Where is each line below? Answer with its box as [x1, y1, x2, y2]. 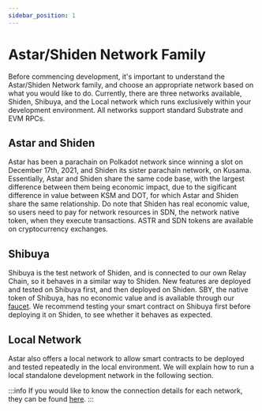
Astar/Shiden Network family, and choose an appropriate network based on [8, 80, 254, 89]
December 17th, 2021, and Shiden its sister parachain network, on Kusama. [8, 166, 252, 175]
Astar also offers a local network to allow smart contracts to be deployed [8, 354, 245, 363]
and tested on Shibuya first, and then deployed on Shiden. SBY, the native [8, 285, 249, 294]
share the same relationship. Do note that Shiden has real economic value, [8, 199, 250, 209]
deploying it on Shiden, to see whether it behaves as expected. [8, 310, 213, 319]
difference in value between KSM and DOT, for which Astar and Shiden [8, 191, 239, 200]
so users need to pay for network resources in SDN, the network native [8, 207, 240, 217]
